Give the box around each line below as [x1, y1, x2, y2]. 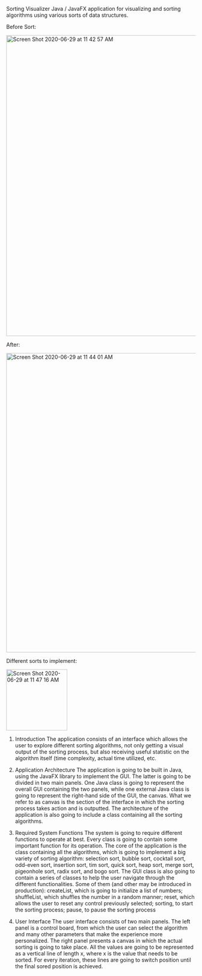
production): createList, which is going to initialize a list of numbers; [14, 887, 183, 894]
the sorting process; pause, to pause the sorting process [14, 906, 156, 913]
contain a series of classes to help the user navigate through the [14, 874, 174, 881]
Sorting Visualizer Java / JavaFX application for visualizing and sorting [6, 5, 182, 12]
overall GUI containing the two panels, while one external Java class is [14, 785, 189, 793]
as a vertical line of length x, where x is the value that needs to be [14, 950, 178, 957]
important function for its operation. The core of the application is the [14, 842, 187, 849]
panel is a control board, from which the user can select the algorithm [14, 924, 188, 931]
